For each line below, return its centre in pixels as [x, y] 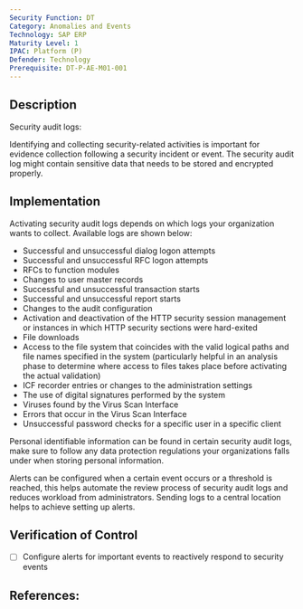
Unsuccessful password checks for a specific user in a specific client [152, 423]
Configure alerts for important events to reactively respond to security [153, 557]
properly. [26, 173]
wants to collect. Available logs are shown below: [101, 233]
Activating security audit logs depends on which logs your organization [142, 224]
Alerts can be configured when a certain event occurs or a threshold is [141, 478]
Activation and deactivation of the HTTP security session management [154, 318]
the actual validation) [62, 376]
